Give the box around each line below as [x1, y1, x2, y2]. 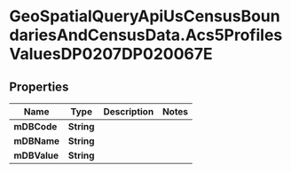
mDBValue [13, 149, 59, 161]
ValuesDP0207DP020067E [9, 44, 213, 64]
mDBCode [13, 121, 58, 132]
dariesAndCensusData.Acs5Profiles [9, 25, 283, 45]
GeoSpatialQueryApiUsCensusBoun [9, 6, 281, 27]
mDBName [13, 135, 60, 147]
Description [103, 106, 154, 117]
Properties [9, 79, 69, 94]
